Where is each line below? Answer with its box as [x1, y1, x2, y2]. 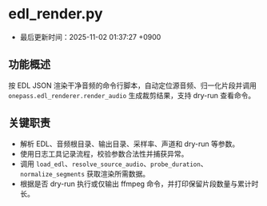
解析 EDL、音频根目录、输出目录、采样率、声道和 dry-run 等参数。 [19, 139, 240, 149]
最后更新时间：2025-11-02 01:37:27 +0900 [19, 32, 161, 42]
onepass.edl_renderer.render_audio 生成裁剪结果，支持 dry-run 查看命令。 [8, 90, 256, 100]
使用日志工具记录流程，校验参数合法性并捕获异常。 [19, 149, 189, 158]
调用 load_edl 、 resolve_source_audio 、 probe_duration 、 [19, 159, 208, 168]
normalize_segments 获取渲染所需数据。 [19, 168, 150, 178]
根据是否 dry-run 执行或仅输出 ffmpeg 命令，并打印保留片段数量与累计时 [19, 179, 259, 188]
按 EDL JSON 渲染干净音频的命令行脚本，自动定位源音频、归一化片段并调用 [8, 81, 257, 90]
